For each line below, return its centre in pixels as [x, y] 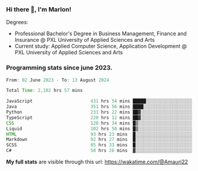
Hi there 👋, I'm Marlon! [39, 9]
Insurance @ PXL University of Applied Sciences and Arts [85, 40]
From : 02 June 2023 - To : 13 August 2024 [58, 80]
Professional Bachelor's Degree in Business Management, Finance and [100, 34]
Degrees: [17, 22]
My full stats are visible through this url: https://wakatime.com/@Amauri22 [97, 162]
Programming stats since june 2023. [60, 68]
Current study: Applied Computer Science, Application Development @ [101, 46]
